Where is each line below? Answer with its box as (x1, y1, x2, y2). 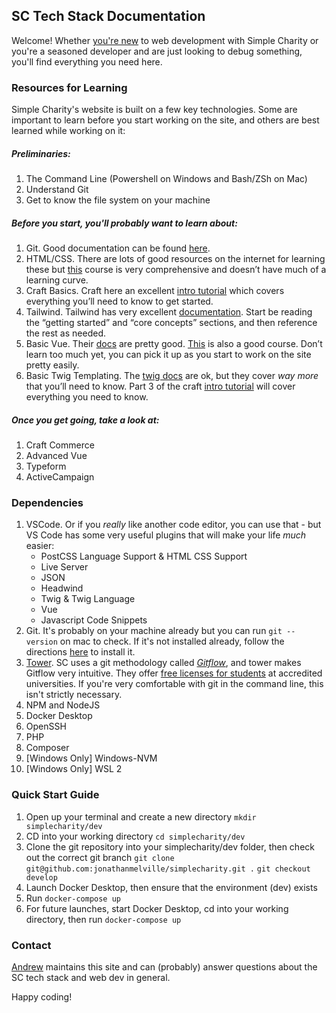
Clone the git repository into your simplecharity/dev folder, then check (25, 840, 315, 853)
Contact (11, 938, 52, 952)
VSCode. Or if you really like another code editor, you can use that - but (25, 519, 322, 531)
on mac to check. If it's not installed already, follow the (59, 635, 285, 648)
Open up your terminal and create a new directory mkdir (25, 810, 257, 823)
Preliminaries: (11, 147, 71, 159)
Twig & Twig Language (40, 593, 136, 605)
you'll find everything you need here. (11, 55, 163, 68)
